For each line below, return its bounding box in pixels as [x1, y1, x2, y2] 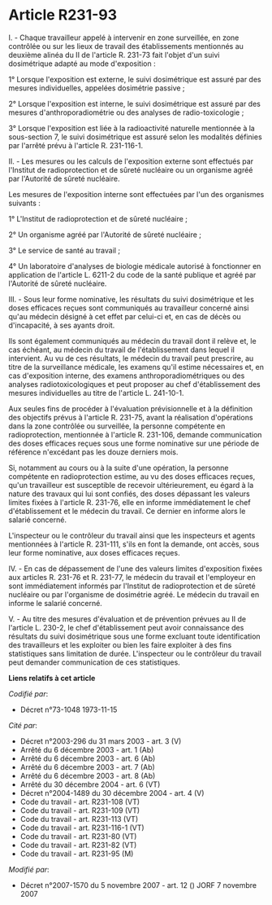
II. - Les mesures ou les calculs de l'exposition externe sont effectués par [8, 156, 254, 166]
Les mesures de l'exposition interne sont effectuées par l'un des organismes [8, 189, 265, 199]
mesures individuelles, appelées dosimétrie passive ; [8, 83, 185, 93]
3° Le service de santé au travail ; [8, 245, 121, 255]
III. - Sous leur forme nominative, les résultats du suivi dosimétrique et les [8, 294, 254, 304]
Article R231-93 [8, 6, 118, 24]
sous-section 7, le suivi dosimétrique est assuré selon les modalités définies [8, 132, 262, 142]
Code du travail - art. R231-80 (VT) [19, 831, 137, 841]
